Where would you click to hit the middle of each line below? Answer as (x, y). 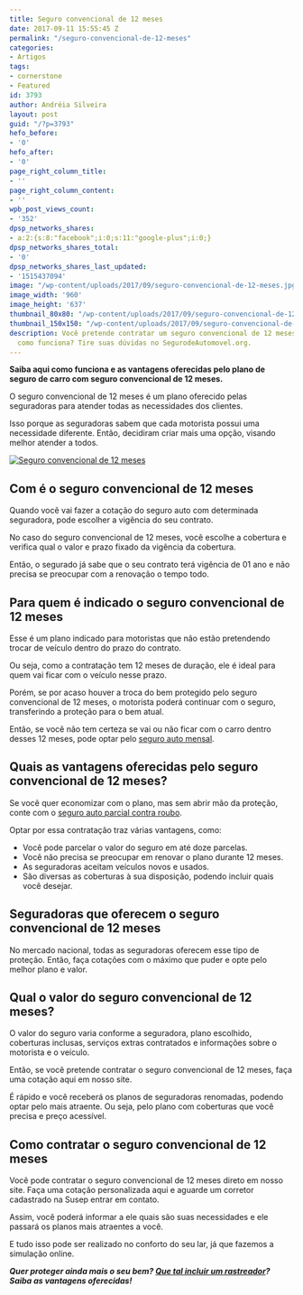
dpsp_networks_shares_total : (64, 247)
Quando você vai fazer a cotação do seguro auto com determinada (134, 511)
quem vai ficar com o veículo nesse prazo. (88, 675)
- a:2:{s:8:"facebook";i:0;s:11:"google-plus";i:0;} (110, 238)
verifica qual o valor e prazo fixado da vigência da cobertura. (123, 547)
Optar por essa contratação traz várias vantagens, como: (116, 829)
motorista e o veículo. (50, 1052)
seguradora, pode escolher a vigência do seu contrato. (111, 520)
